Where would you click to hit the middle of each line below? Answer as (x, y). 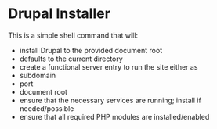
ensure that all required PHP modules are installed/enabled (114, 116)
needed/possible (47, 108)
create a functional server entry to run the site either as (108, 66)
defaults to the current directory (71, 59)
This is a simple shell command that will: (73, 35)
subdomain (38, 75)
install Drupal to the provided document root (91, 50)
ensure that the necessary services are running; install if (110, 100)
